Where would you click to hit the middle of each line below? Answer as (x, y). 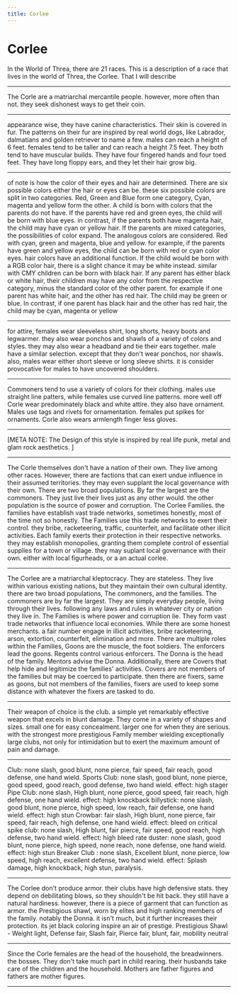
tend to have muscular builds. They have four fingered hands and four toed (117, 155)
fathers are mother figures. (47, 976)
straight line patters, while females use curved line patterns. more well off (114, 396)
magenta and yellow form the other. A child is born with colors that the (110, 205)
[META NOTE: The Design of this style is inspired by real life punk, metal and (119, 440)
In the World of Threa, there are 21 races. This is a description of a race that (118, 69)
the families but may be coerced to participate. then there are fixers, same (115, 676)
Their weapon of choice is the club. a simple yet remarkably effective (108, 711)
